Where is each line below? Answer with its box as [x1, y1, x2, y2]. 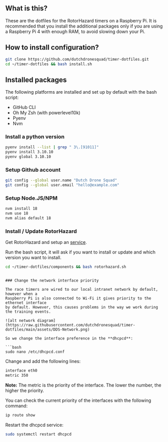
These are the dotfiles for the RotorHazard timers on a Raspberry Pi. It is [5, 17, 157, 23]
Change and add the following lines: [5, 358, 81, 365]
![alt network [5, 318, 36, 323]
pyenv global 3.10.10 [5, 154, 51, 159]
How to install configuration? [5, 43, 99, 52]
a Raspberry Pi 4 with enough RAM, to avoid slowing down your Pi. [5, 28, 146, 35]
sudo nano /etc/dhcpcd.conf [5, 349, 65, 354]
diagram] [37, 318, 56, 323]
